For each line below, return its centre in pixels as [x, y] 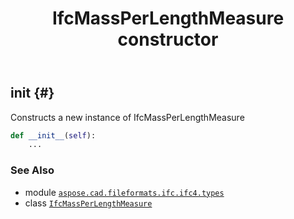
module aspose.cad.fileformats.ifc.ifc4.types [124, 192]
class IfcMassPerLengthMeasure [88, 203]
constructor [168, 39]
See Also [32, 170]
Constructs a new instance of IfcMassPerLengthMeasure [127, 117]
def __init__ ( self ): [53, 135]
